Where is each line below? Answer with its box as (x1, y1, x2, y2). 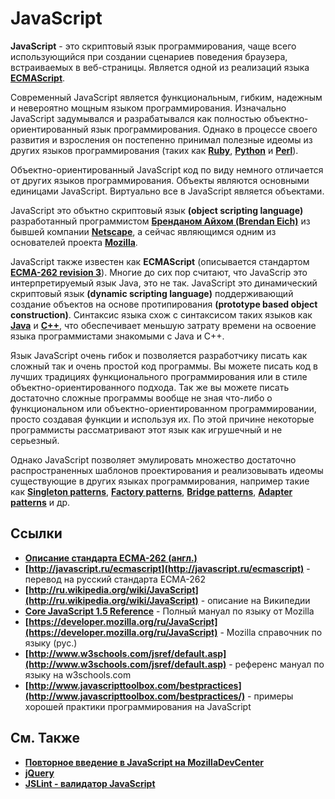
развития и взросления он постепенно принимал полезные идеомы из (10, 133, 313, 146)
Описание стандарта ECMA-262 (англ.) (24, 552, 198, 564)
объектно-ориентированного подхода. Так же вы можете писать (10, 381, 290, 393)
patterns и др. (10, 496, 71, 508)
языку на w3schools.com (24, 668, 132, 681)
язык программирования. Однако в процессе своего (90, 123, 318, 135)
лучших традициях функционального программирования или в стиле (10, 370, 308, 382)
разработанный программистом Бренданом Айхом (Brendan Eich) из (10, 215, 311, 227)
